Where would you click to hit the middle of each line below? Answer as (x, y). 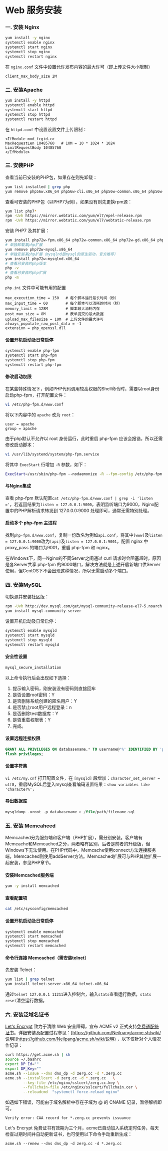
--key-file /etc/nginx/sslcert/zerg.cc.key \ (71, 1083)
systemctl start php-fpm (31, 356)
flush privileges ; (24, 754)
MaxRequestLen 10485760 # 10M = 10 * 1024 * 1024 (60, 143)
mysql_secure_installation (33, 667)
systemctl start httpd (29, 110)
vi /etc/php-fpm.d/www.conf (34, 404)
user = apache (20, 424)
